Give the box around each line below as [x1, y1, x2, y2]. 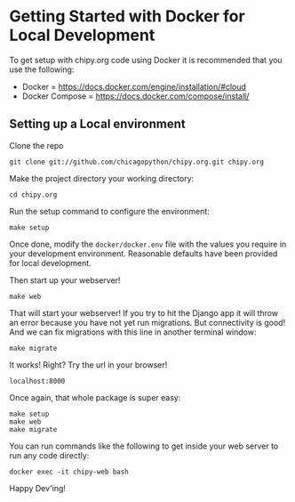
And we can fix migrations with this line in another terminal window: [9, 327, 257, 337]
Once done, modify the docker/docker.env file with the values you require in [9, 239, 287, 249]
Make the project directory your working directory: [9, 173, 195, 183]
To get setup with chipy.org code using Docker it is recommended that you [9, 54, 283, 65]
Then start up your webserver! [9, 274, 121, 286]
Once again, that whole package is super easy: [9, 392, 181, 402]
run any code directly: [9, 449, 90, 460]
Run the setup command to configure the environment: [9, 206, 211, 216]
